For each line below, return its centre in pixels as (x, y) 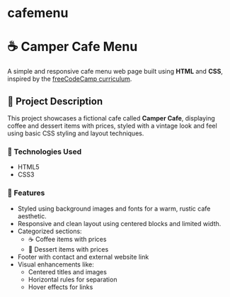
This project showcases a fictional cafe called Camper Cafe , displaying (111, 118)
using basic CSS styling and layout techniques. (76, 133)
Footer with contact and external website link (83, 257)
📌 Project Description (55, 101)
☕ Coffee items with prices (67, 239)
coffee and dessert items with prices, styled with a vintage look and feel (112, 125)
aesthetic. (32, 216)
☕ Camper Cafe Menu (73, 47)
